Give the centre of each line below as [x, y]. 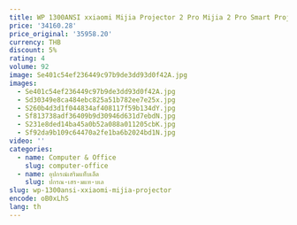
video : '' [27, 141]
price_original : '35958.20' [61, 34]
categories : [31, 149]
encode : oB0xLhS [39, 199]
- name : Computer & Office [67, 157]
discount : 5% [33, 50]
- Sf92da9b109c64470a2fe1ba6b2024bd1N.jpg [96, 133]
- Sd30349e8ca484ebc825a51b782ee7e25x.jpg [96, 100]
